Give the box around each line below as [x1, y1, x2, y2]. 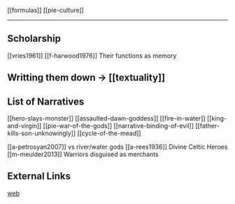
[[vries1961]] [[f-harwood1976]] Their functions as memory [7, 51, 177, 60]
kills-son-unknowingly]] [7, 129, 76, 137]
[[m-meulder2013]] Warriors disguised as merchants [7, 150, 159, 158]
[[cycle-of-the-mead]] [77, 129, 141, 137]
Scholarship [7, 33, 62, 45]
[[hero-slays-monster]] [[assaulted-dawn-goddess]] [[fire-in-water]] [7, 114, 206, 123]
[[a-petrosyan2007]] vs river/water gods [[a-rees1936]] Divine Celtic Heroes [7, 143, 228, 151]
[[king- [206, 114, 227, 123]
